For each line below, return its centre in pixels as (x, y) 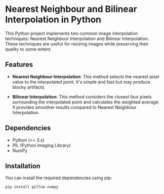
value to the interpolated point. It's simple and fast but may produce (81, 82)
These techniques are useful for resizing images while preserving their (77, 44)
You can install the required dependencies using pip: (59, 178)
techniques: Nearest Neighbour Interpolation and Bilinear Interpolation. (77, 39)
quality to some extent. (28, 49)
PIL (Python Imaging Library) (41, 145)
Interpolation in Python (53, 20)
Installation (23, 166)
